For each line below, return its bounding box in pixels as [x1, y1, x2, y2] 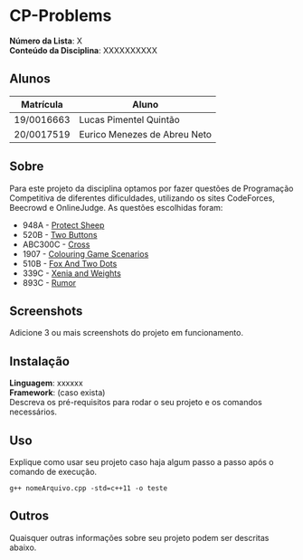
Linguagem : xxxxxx [9, 377, 83, 389]
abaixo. [9, 542, 37, 553]
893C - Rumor [22, 277, 77, 288]
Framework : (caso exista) [9, 387, 106, 398]
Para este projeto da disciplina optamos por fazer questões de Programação [9, 183, 294, 194]
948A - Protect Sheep [22, 219, 105, 231]
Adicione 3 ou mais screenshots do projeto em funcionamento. [9, 327, 244, 338]
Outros [9, 508, 50, 524]
